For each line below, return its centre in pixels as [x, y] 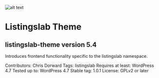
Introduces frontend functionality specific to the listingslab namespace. [76, 56]
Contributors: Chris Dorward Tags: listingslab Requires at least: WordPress [79, 65]
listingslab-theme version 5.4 [51, 45]
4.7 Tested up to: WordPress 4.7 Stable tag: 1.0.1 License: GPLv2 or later [77, 71]
